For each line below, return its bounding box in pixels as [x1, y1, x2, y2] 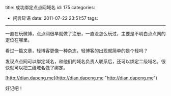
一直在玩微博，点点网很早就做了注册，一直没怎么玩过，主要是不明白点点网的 [5, 31, 166, 36]
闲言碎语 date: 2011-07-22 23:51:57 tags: [12, 15, 98, 21]
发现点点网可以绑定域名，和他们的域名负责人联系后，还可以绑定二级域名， [5, 59, 161, 64]
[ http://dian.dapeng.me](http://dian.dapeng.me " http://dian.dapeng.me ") [5, 75, 158, 81]
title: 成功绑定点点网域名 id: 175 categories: [5, 5, 95, 10]
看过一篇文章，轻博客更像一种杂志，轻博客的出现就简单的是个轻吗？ [5, 47, 148, 54]
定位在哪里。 [5, 37, 32, 43]
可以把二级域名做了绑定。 [14, 65, 68, 71]
